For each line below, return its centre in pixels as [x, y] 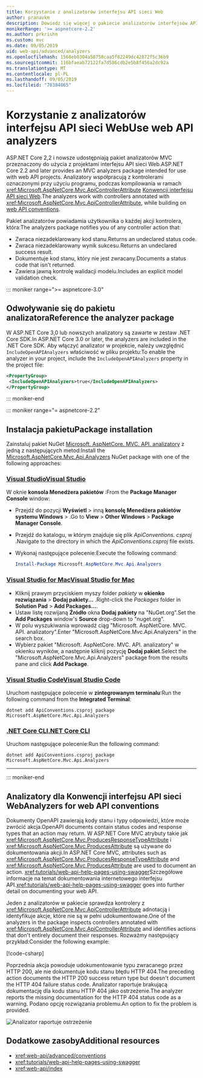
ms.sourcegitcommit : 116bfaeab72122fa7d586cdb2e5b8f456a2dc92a [88, 62]
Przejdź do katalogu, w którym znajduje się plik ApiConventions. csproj [103, 535]
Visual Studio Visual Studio [46, 479]
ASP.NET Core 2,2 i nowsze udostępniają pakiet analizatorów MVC [89, 158]
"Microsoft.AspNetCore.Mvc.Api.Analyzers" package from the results [101, 657]
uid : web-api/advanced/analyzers [48, 52]
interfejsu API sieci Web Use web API [100, 128]
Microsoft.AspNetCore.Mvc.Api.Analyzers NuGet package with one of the [98, 457]
